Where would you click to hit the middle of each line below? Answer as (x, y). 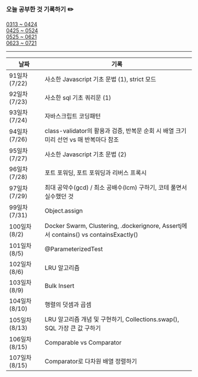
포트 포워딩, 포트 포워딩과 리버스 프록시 (95, 173)
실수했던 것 (59, 197)
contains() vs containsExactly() (95, 235)
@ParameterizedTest (74, 249)
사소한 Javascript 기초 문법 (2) (85, 154)
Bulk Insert (60, 286)
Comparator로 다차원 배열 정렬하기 (91, 362)
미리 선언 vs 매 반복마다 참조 (82, 140)
